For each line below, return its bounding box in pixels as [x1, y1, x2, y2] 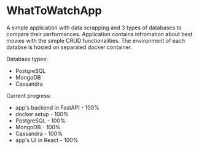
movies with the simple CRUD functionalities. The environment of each [6, 37, 185, 44]
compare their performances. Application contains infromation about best [6, 30, 193, 37]
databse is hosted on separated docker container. [6, 43, 133, 51]
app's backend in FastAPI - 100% [15, 103, 100, 111]
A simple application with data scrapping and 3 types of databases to [6, 24, 182, 31]
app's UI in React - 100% [15, 136, 79, 144]
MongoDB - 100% [15, 123, 61, 130]
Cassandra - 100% [15, 130, 63, 137]
